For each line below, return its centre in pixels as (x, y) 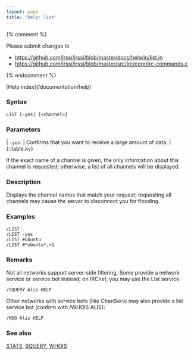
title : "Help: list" (32, 17)
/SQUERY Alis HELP (29, 289)
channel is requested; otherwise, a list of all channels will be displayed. (93, 167)
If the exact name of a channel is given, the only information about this (93, 160)
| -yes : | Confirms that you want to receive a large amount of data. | (89, 142)
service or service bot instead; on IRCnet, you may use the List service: (94, 279)
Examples (21, 217)
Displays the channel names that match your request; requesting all (89, 195)
